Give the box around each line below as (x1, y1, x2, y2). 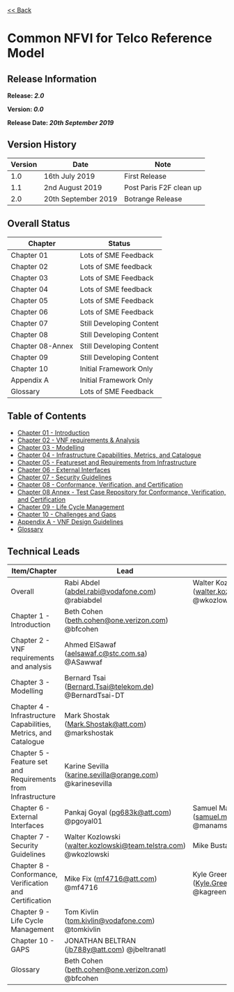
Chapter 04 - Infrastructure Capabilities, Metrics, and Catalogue (17, 451, 202, 460)
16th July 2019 (44, 171, 95, 181)
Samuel (192, 803, 217, 813)
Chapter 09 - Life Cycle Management (17, 503, 125, 511)
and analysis (10, 662, 52, 671)
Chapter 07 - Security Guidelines (17, 473, 112, 481)
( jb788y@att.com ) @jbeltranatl (64, 944, 166, 954)
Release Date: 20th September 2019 (7, 119, 114, 126)
